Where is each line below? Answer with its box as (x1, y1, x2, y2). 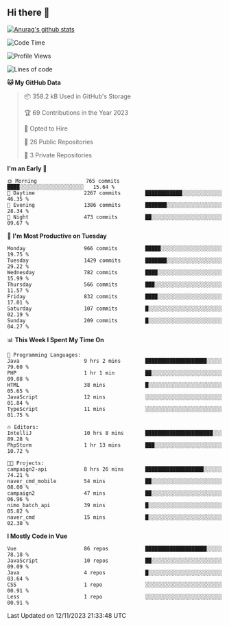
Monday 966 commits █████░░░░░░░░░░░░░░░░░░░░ (7, 245, 223, 251)
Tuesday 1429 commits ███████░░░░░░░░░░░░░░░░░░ (7, 257, 223, 264)
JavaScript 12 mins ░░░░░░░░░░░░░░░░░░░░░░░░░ (7, 393, 223, 401)
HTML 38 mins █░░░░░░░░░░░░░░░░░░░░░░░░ (7, 381, 223, 388)
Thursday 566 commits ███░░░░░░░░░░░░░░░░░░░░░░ (7, 281, 223, 288)
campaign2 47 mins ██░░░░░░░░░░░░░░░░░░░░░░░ (7, 489, 223, 497)
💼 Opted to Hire (23, 124, 69, 133)
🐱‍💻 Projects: (7, 460, 45, 467)
